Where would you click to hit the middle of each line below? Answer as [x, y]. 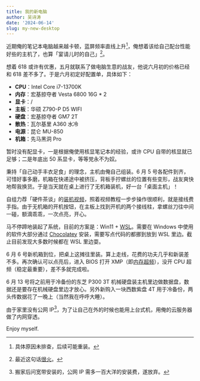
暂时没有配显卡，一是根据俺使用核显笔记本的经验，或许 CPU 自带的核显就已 [99, 151]
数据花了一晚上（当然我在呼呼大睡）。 [62, 296]
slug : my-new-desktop [33, 28]
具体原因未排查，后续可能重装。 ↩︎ [57, 346]
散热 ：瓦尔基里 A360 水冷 [46, 124]
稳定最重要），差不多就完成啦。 [54, 269]
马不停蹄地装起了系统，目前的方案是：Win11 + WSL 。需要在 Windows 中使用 [100, 226]
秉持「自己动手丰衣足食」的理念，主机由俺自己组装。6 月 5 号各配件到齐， [98, 171]
